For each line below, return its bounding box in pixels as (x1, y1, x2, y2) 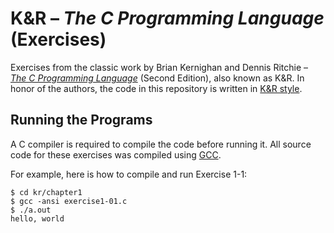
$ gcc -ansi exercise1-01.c (10, 196, 128, 206)
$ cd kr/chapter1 (10, 187, 83, 197)
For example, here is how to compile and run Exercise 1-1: (10, 168, 248, 180)
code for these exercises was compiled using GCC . (10, 148, 222, 161)
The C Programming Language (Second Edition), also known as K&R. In (10, 72, 305, 84)
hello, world (10, 213, 65, 224)
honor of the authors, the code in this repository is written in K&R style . (10, 82, 303, 94)
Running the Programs (10, 112, 153, 129)
